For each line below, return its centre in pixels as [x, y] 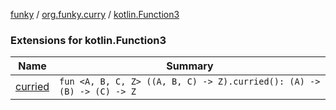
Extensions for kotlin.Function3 [88, 40]
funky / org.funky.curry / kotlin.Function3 [95, 14]
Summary [190, 66]
